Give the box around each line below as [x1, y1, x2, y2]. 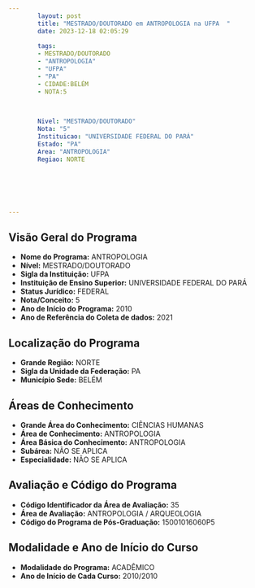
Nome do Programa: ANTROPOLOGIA [19, 252, 148, 262]
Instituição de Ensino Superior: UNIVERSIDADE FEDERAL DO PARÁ [19, 278, 248, 288]
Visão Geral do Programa [8, 231, 138, 245]
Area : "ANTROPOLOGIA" [37, 147, 111, 155]
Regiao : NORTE [37, 155, 85, 163]
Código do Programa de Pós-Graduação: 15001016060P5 [19, 517, 215, 527]
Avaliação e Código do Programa [8, 478, 177, 492]
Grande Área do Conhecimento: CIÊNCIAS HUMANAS [19, 420, 205, 430]
